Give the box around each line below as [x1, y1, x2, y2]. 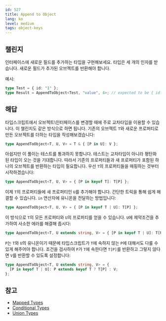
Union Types [12, 310, 39, 316]
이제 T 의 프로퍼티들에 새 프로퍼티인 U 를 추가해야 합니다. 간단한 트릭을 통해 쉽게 [5, 189, 156, 195]
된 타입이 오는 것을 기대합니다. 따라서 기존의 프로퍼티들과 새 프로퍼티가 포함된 [5, 157, 154, 163]
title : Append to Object [5, 12, 56, 17]
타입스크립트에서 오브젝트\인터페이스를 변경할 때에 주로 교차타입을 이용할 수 [5, 119, 151, 125]
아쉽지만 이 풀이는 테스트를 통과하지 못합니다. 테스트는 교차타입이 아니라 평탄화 [5, 151, 157, 157]
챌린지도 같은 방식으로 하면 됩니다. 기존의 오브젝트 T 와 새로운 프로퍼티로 [20, 125, 159, 131]
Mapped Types [12, 300, 43, 306]
